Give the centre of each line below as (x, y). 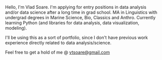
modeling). (16, 28)
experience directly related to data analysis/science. (58, 43)
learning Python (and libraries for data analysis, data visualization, (72, 23)
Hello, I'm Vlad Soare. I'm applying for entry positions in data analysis (76, 7)
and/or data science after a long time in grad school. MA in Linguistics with (81, 12)
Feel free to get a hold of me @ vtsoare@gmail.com (58, 52)
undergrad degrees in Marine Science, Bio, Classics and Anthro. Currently (80, 17)
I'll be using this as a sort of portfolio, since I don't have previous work (77, 37)
